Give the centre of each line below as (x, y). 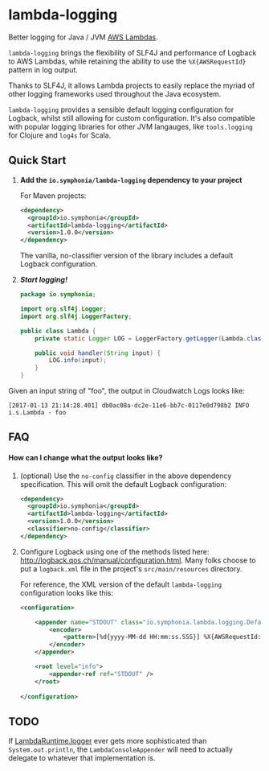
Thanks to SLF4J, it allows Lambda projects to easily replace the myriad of (132, 85)
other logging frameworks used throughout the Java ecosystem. (115, 93)
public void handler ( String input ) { (98, 353)
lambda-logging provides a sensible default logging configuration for (121, 109)
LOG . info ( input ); (78, 361)
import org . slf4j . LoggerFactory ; (76, 316)
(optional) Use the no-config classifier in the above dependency (126, 476)
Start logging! (44, 280)
